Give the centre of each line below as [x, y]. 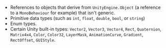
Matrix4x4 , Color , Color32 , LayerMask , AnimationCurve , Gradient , [77, 34]
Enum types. [23, 23]
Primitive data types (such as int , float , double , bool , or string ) [78, 18]
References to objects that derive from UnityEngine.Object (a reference [85, 7]
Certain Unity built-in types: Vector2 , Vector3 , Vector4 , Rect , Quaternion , [86, 29]
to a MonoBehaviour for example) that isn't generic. [63, 13]
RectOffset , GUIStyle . [33, 40]
